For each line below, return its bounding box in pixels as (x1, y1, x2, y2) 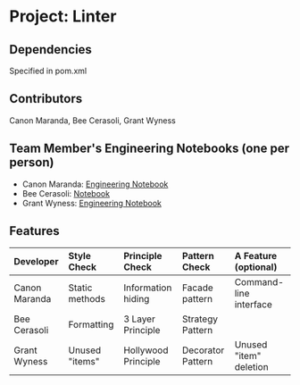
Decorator (181, 344, 225, 356)
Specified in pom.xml (9, 65, 87, 76)
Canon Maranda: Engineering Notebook (21, 179, 169, 189)
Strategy (181, 313, 219, 325)
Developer (13, 255, 59, 268)
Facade (181, 281, 214, 294)
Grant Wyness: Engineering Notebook (21, 197, 162, 208)
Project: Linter (9, 6, 117, 27)
